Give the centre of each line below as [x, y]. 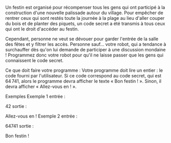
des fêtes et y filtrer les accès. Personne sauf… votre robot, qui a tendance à [86, 44]
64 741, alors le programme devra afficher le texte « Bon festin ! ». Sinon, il [83, 81]
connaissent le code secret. [34, 60]
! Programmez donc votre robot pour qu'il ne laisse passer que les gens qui [84, 55]
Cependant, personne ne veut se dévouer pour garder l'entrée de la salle [82, 39]
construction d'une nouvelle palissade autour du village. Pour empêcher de [84, 13]
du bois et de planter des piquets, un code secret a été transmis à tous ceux [85, 23]
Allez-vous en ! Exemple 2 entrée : [41, 116]
